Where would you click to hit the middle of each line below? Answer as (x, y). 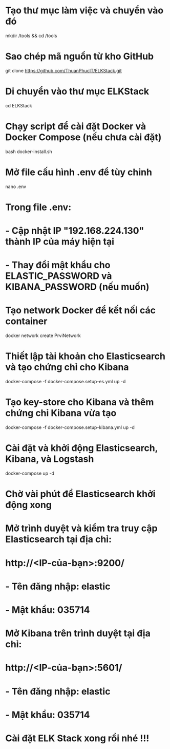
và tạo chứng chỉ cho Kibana (67, 367)
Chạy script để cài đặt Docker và (76, 126)
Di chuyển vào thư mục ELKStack (77, 91)
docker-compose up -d (30, 473)
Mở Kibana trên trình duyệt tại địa (78, 633)
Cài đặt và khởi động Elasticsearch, (81, 448)
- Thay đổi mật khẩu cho (58, 265)
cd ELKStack (19, 105)
